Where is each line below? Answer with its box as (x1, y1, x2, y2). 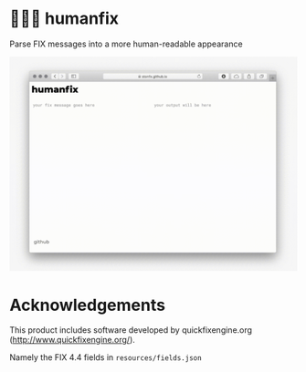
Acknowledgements (9, 294, 166, 315)
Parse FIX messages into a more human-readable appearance (9, 38, 244, 49)
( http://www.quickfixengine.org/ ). (9, 335, 135, 346)
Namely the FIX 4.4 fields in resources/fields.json (9, 352, 203, 363)
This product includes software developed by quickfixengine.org (9, 325, 253, 336)
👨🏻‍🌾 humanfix (9, 8, 120, 29)
